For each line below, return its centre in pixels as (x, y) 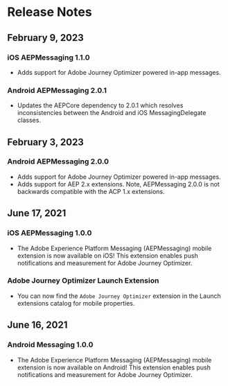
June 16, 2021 (37, 325)
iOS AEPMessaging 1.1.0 (49, 58)
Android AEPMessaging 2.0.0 (58, 161)
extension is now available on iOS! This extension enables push (108, 255)
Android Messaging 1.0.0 (50, 345)
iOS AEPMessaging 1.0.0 (50, 233)
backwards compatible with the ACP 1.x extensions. (91, 191)
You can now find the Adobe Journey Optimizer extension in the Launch (119, 296)
